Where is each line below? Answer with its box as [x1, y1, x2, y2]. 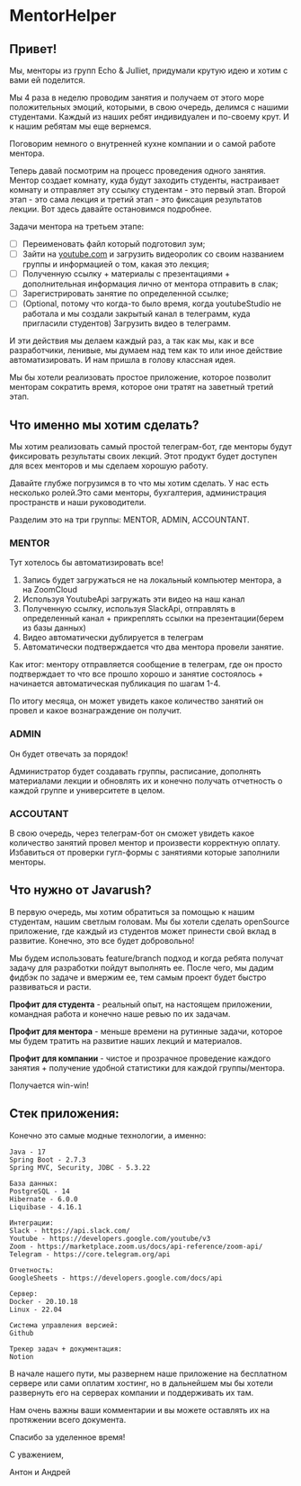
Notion [9, 1352, 34, 1361]
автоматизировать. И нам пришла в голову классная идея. [9, 355, 236, 366]
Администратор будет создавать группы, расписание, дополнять [9, 766, 261, 776]
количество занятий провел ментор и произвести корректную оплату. [9, 838, 281, 848]
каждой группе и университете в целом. [9, 784, 165, 795]
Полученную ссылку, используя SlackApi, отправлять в [22, 603, 236, 614]
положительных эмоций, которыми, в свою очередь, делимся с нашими [9, 102, 289, 113]
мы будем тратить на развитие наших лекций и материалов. [9, 1035, 243, 1046]
